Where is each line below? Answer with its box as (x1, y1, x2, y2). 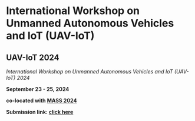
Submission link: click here (6, 109, 74, 115)
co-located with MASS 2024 (6, 97, 77, 104)
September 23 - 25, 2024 (6, 86, 70, 92)
